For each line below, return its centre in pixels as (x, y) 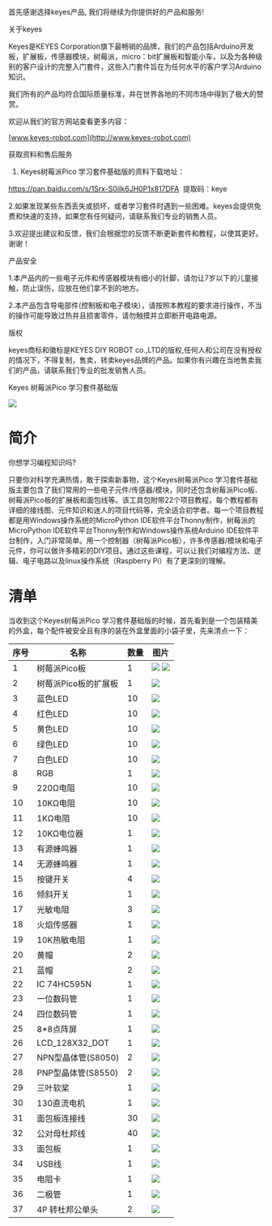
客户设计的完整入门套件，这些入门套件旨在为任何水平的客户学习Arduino (142, 66)
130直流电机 (61, 1103)
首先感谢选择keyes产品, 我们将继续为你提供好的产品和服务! (106, 12)
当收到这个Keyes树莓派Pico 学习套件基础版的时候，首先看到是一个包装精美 (133, 620)
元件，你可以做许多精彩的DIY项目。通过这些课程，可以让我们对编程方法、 (132, 551)
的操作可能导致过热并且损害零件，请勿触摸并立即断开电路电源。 (115, 315)
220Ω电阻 (56, 787)
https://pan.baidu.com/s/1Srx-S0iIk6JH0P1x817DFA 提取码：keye (118, 189)
